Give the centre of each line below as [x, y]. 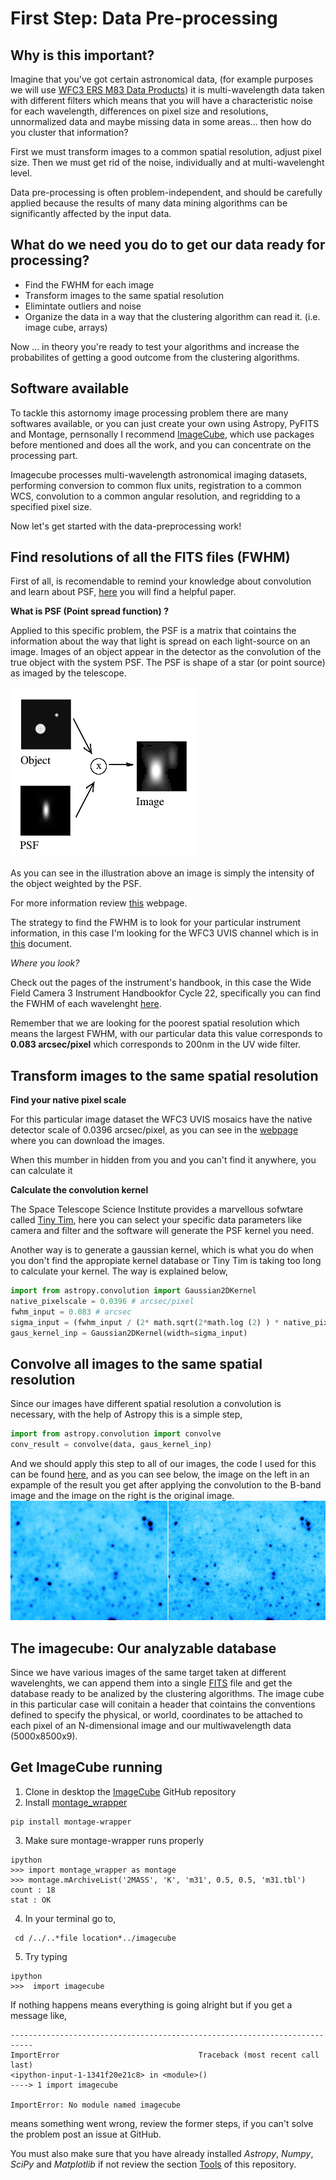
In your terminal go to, [70, 1918]
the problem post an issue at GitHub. [86, 2134]
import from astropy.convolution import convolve [116, 1434]
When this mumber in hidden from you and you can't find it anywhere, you [163, 1160]
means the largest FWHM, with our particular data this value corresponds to [166, 1034]
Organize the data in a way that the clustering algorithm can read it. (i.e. [172, 316]
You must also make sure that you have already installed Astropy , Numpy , [162, 2153]
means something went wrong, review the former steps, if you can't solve [162, 2123]
